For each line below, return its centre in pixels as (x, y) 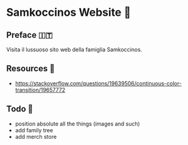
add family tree (34, 130)
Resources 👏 (31, 69)
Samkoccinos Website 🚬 (69, 12)
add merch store (36, 136)
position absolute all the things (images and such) (77, 124)
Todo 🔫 (20, 109)
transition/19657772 (40, 90)
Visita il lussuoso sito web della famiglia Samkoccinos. (74, 49)
